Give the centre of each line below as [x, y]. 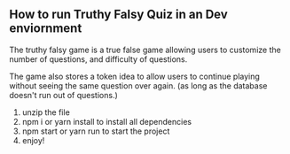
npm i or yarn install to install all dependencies [107, 121]
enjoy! [33, 140]
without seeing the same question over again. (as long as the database [138, 85]
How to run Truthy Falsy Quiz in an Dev [118, 15]
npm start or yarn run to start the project [96, 131]
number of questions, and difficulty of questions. [98, 59]
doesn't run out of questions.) [63, 95]
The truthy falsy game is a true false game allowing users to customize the [145, 50]
